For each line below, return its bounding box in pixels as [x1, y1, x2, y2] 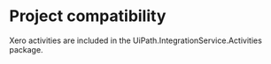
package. [9, 44, 43, 54]
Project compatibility [9, 6, 166, 26]
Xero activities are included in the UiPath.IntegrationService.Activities [9, 35, 263, 46]
